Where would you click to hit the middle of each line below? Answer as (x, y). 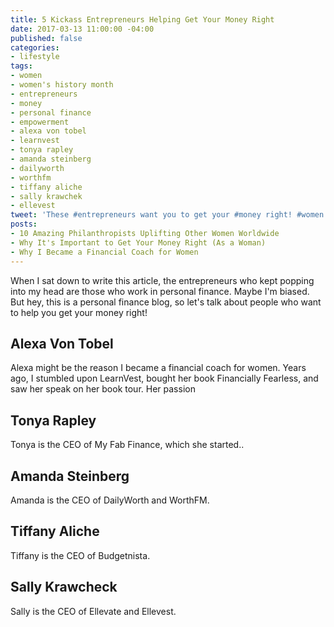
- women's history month (62, 85)
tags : (21, 66)
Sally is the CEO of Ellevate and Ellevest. (93, 611)
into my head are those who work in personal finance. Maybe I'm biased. (160, 291)
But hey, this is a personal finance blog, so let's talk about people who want (166, 302)
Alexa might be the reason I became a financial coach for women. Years (158, 368)
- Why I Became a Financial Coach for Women (104, 252)
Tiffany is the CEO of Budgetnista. (80, 555)
